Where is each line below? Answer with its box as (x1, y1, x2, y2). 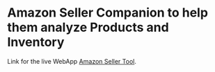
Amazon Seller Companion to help (7, 5, 209, 21)
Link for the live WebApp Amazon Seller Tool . (7, 57, 137, 65)
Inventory (7, 35, 65, 50)
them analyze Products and (7, 19, 169, 35)
